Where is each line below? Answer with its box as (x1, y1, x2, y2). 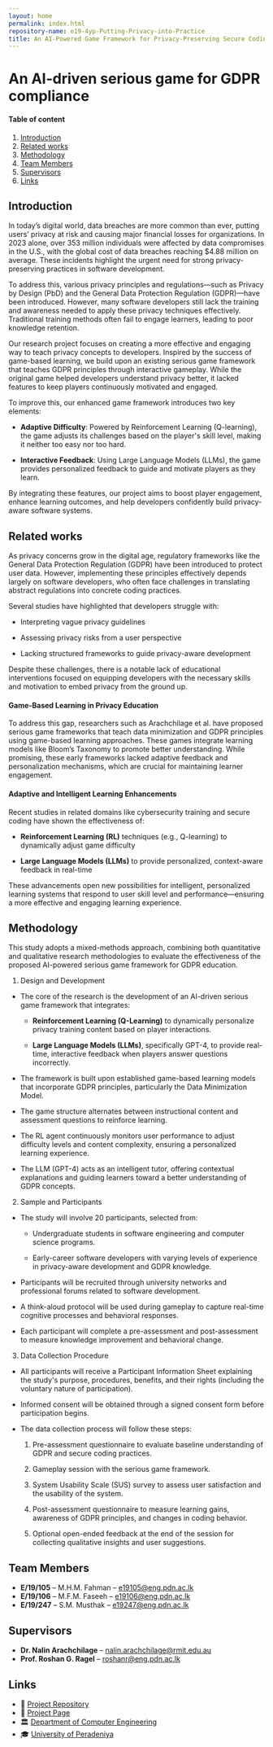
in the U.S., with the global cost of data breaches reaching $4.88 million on (8, 247, 258, 256)
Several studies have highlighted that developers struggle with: (8, 602, 219, 611)
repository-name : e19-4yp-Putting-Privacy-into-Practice (8, 27, 206, 35)
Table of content (8, 115, 65, 125)
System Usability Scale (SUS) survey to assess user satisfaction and (32, 1480, 262, 1490)
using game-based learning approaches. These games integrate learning (8, 736, 253, 746)
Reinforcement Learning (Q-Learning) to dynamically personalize (32, 1016, 254, 1026)
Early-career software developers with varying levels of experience (32, 1253, 258, 1263)
